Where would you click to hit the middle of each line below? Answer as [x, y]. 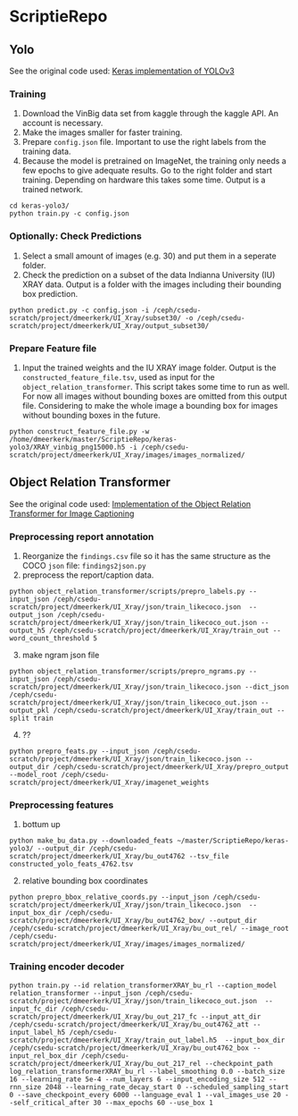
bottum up [41, 824]
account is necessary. [62, 123]
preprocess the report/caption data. [88, 575]
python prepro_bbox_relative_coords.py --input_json [109, 897]
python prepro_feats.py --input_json [79, 751]
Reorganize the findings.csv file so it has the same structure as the [146, 556]
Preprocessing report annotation [82, 537]
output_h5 [28, 630]
